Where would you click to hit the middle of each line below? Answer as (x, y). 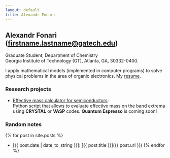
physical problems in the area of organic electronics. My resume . (73, 76)
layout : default (22, 10)
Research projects (28, 89)
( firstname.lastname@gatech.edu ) (62, 43)
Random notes (24, 124)
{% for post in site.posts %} (34, 135)
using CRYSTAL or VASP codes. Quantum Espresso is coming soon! (85, 111)
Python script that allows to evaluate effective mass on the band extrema (89, 106)
